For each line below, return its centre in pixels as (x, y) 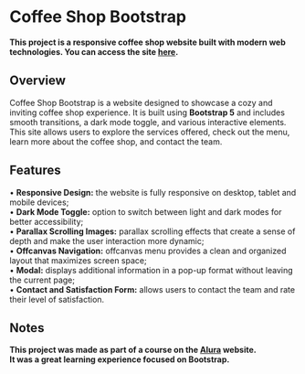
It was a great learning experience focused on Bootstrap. (120, 359)
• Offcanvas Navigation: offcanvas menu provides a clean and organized (148, 251)
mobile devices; (39, 202)
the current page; (42, 280)
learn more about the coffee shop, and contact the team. (116, 141)
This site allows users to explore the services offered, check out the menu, (150, 132)
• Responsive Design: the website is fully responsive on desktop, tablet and (153, 192)
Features (35, 171)
